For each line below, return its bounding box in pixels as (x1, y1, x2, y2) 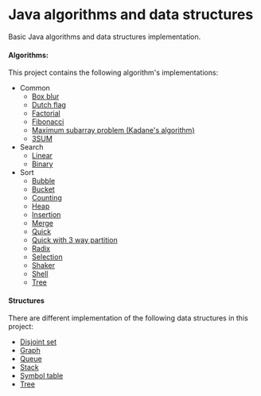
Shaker (31, 261, 56, 270)
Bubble (31, 177, 56, 186)
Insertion (31, 210, 61, 219)
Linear (31, 151, 53, 161)
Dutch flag (31, 100, 66, 110)
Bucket (31, 184, 56, 194)
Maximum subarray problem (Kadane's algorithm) (31, 126, 195, 135)
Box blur (31, 91, 60, 101)
